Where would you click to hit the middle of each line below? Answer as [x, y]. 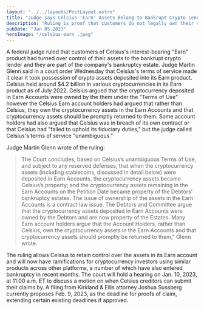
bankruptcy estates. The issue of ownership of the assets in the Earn [107, 198]
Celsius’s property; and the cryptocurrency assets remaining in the [104, 185]
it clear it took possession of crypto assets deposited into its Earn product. [99, 78]
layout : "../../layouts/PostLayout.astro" [61, 12]
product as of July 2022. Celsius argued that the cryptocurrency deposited [100, 91]
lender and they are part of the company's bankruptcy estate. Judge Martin [101, 65]
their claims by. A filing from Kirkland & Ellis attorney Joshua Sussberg [94, 288]
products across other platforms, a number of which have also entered [95, 268]
